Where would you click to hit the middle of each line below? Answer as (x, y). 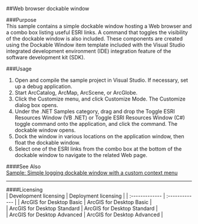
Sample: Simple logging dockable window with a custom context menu (92, 173)
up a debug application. (43, 86)
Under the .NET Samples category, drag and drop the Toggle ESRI (95, 111)
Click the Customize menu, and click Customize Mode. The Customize (100, 99)
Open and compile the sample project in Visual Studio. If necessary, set (101, 80)
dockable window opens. (45, 130)
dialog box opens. (36, 105)
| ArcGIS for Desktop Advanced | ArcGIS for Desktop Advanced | (85, 215)
